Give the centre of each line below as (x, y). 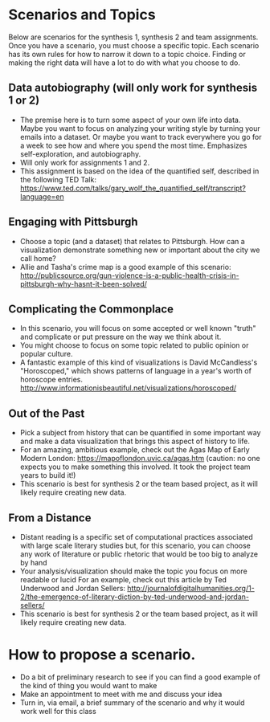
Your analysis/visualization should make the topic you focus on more (133, 571)
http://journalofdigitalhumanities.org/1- (191, 588)
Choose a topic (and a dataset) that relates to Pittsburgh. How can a (132, 241)
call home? (38, 258)
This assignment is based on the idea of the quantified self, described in (139, 171)
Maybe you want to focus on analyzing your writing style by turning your (140, 128)
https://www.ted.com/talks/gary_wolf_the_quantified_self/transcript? (133, 188)
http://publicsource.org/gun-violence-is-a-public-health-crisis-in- (129, 275)
